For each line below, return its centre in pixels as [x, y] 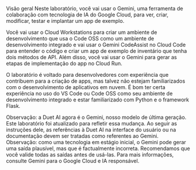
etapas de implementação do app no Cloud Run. [64, 63]
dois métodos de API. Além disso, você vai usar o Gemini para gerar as [92, 57]
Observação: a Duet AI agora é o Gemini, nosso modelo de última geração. [96, 117]
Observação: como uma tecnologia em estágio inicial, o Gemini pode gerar [96, 142]
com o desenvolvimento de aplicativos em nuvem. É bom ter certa [86, 87]
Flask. [13, 106]
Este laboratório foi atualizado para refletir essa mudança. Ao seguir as [92, 123]
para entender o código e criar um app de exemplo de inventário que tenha [97, 51]
